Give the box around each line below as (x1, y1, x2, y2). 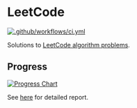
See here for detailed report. (7, 93, 89, 101)
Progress (7, 61, 47, 73)
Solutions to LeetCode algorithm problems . (7, 40, 130, 49)
